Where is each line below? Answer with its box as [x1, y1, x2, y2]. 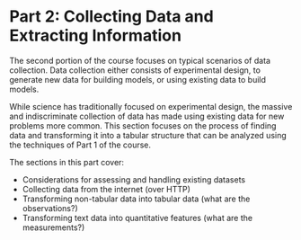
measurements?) [22, 222, 85, 233]
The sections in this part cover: [9, 156, 124, 167]
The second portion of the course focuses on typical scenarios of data [9, 55, 271, 66]
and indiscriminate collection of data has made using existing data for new [9, 111, 285, 121]
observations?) [22, 202, 78, 213]
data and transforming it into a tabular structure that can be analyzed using [9, 129, 288, 140]
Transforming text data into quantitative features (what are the [22, 212, 253, 223]
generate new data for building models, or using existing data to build [9, 74, 267, 84]
